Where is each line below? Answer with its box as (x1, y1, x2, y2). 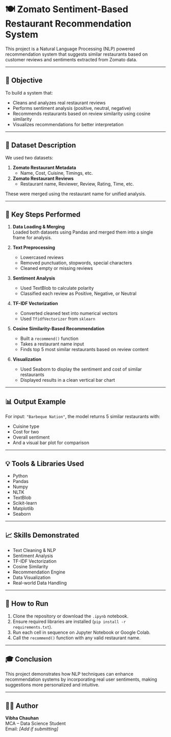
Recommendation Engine (12, 569, 66, 575)
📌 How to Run (5, 600, 49, 608)
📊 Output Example (5, 397, 66, 406)
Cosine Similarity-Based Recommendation (12, 326, 105, 332)
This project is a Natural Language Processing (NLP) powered (5, 45, 135, 52)
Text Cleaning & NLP (12, 547, 56, 553)
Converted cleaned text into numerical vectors (20, 310, 118, 316)
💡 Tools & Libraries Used (5, 459, 84, 468)
